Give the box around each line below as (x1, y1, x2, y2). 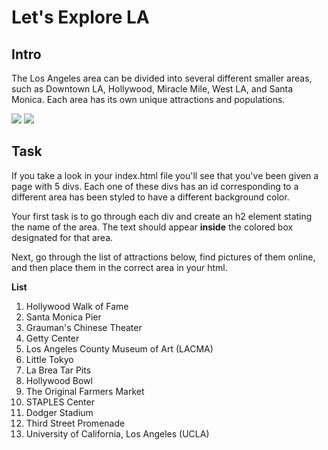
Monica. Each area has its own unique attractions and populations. (11, 94, 286, 105)
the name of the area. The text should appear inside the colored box (11, 221, 294, 233)
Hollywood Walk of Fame (25, 300, 129, 312)
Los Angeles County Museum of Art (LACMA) (25, 342, 214, 355)
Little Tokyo (25, 353, 74, 365)
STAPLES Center (25, 396, 95, 408)
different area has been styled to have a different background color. (11, 191, 290, 203)
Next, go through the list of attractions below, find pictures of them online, (11, 251, 316, 263)
